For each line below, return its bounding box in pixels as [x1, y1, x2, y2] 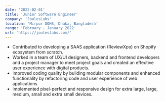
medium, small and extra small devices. [12, 91, 93, 97]
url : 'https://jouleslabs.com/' [5, 30, 72, 35]
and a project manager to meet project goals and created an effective [12, 60, 154, 65]
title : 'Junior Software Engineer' [5, 12, 79, 17]
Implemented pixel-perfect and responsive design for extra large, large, [12, 86, 158, 92]
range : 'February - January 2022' [5, 26, 77, 31]
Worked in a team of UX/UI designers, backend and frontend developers [12, 54, 160, 60]
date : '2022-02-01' [5, 7, 45, 12]
